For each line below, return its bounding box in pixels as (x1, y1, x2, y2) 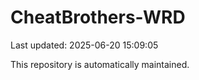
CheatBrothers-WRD (10, 6, 186, 29)
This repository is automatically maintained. (10, 58, 190, 70)
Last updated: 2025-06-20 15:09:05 (10, 39, 159, 51)
